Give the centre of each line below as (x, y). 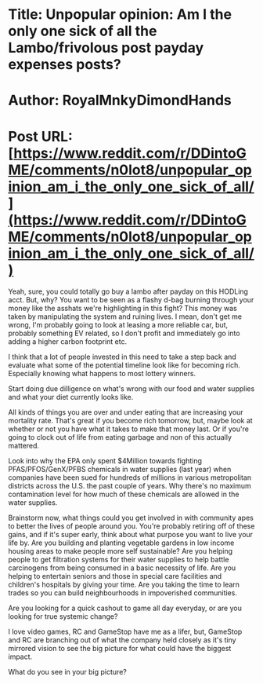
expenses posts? (65, 65)
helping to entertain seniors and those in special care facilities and (115, 576)
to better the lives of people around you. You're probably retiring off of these (131, 526)
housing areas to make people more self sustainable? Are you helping (121, 551)
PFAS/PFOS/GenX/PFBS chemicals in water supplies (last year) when (120, 470)
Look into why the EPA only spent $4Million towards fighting (105, 461)
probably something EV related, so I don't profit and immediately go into (124, 333)
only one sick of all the (83, 31)
